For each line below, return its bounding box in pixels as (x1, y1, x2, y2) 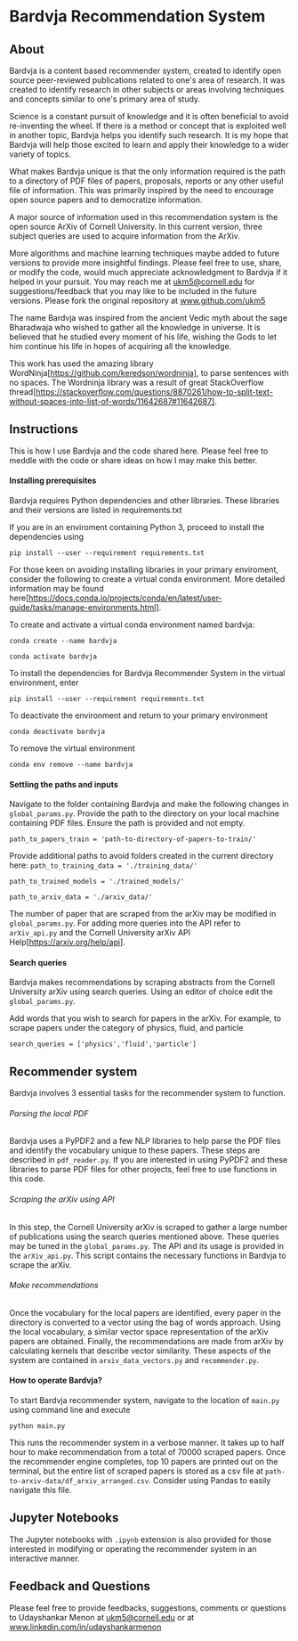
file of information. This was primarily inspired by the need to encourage (9, 185, 274, 195)
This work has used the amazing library (9, 358, 154, 369)
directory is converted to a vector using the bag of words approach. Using (9, 1317, 281, 1327)
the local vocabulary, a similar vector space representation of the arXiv (9, 1326, 269, 1337)
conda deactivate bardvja (9, 728, 105, 737)
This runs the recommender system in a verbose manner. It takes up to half (9, 1437, 285, 1449)
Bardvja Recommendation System (9, 6, 266, 27)
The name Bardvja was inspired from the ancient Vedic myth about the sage (9, 313, 287, 322)
